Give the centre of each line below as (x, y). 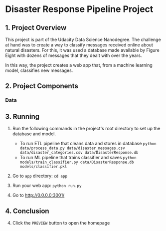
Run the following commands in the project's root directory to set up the (86, 129)
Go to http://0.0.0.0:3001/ (38, 195)
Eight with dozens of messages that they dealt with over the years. (74, 55)
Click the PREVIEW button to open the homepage (61, 223)
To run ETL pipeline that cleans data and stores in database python (88, 144)
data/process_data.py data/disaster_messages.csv (73, 148)
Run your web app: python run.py (47, 186)
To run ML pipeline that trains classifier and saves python (78, 158)
